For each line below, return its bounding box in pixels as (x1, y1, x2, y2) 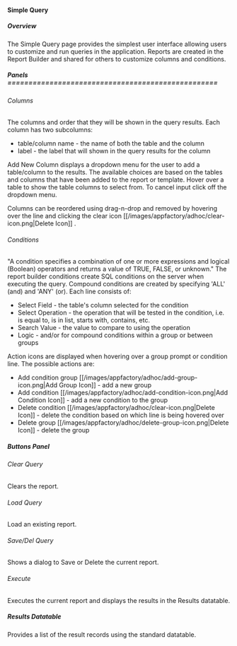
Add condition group (17, 373, 78, 382)
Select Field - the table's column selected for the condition (17, 301, 189, 310)
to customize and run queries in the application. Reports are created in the (7, 47, 224, 56)
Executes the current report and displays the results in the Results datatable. (7, 596, 231, 604)
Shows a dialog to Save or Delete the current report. (7, 558, 159, 567)
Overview (7, 22, 37, 30)
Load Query (7, 498, 42, 507)
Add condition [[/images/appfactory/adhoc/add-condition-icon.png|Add (17, 389, 229, 397)
